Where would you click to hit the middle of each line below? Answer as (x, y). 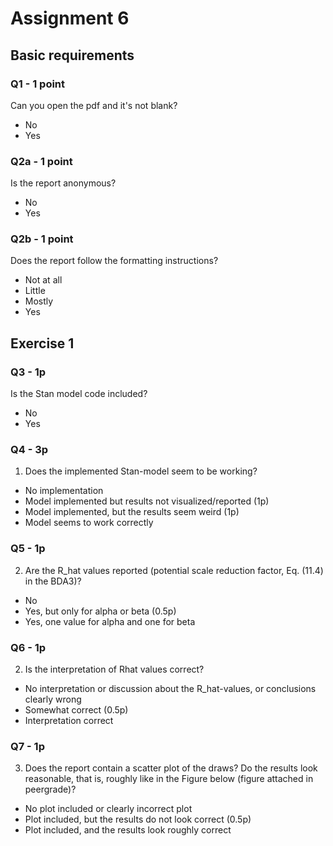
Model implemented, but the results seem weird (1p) (132, 512)
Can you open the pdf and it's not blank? (94, 105)
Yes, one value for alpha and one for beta (110, 621)
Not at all (43, 280)
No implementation (64, 491)
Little (35, 291)
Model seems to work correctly (89, 523)
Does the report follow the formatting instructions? (114, 261)
